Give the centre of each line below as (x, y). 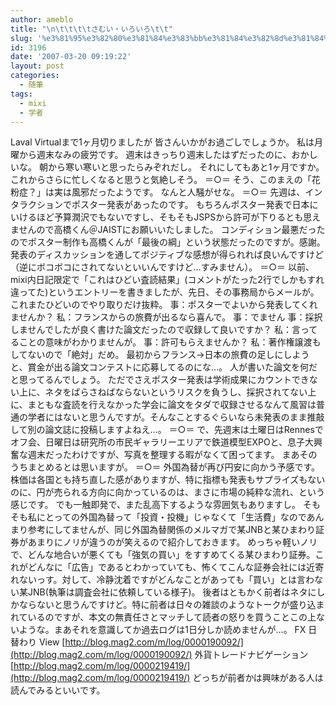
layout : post (37, 66)
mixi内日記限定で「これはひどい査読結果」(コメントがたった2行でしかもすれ (167, 280)
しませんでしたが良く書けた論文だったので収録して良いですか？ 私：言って (164, 330)
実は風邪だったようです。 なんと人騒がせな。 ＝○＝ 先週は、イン (188, 192)
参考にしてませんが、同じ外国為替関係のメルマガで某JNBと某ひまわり (171, 530)
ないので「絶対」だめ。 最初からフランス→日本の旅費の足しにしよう (168, 355)
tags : (21, 94)
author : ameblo (42, 19)
